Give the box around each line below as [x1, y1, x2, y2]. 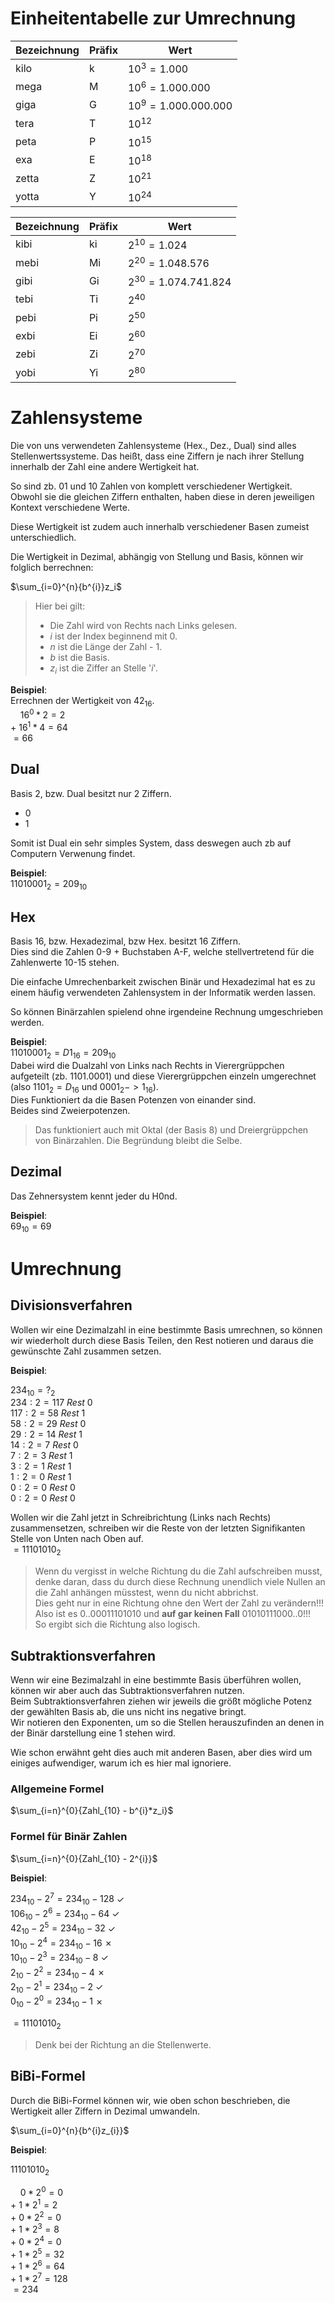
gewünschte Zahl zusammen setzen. [10, 1345, 162, 1357]
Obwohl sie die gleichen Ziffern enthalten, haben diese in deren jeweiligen [10, 491, 315, 503]
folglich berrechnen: [10, 562, 94, 574]
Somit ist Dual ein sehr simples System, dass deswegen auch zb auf [10, 837, 292, 849]
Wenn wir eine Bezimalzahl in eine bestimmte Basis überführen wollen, [10, 1674, 302, 1686]
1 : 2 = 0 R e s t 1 [10, 1471, 72, 1483]
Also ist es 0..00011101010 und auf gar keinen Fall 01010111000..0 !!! [34, 1608, 312, 1620]
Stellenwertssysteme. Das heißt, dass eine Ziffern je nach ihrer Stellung [10, 450, 305, 462]
